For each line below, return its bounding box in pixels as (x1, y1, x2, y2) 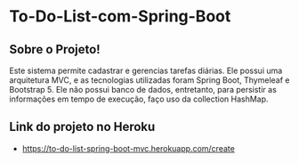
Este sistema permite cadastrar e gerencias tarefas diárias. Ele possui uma (9, 65, 283, 76)
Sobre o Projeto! (9, 42, 101, 57)
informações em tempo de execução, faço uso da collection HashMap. (9, 94, 269, 104)
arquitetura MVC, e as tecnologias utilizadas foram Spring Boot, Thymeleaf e (9, 75, 290, 86)
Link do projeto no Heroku (9, 119, 156, 134)
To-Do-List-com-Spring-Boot (9, 6, 231, 27)
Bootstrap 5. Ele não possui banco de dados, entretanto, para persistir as (9, 85, 278, 94)
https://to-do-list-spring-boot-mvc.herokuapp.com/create (21, 143, 236, 153)
